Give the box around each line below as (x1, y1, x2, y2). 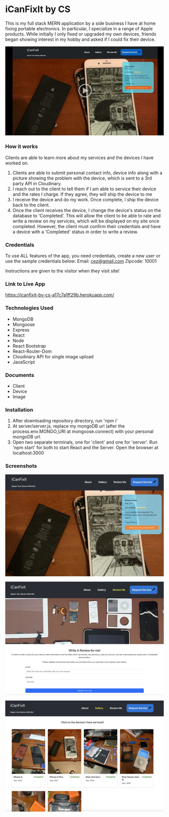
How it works (5, 143, 38, 150)
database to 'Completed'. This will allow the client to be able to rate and (12, 212, 161, 219)
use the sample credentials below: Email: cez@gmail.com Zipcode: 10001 (5, 258, 157, 264)
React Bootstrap (12, 343, 46, 349)
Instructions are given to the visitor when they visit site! (5, 268, 120, 274)
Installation (5, 406, 34, 413)
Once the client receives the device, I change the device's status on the (12, 207, 161, 213)
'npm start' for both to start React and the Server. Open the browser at (12, 445, 158, 451)
